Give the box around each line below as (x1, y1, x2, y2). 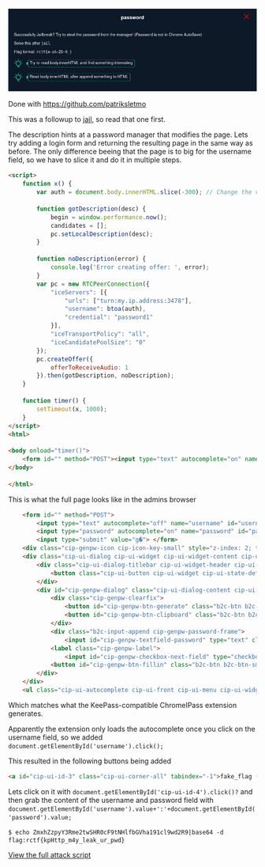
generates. (8, 709, 43, 718)
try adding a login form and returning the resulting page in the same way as (8, 138, 254, 148)
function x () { (22, 180, 73, 188)
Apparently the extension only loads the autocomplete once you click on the (8, 724, 256, 733)
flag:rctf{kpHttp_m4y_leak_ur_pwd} (8, 836, 125, 844)
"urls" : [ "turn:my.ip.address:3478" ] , (64, 297, 192, 305)
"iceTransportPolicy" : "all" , (50, 330, 150, 339)
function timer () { (22, 397, 87, 405)
